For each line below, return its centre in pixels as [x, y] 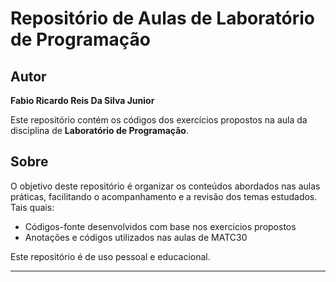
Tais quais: [32, 207]
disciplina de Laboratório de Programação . [99, 130]
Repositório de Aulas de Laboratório [162, 18]
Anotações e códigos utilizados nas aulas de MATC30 [136, 237]
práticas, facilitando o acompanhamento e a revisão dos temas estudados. [164, 196]
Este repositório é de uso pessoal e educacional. [110, 256]
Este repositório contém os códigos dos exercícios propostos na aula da [159, 120]
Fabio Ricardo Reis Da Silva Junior [82, 100]
